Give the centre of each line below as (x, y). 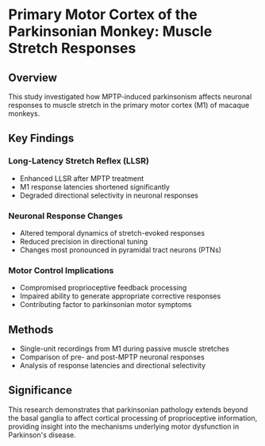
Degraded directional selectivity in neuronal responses (109, 195)
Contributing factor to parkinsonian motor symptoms (106, 305)
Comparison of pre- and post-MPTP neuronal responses (112, 357)
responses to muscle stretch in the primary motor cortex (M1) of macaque (129, 105)
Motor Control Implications (61, 270)
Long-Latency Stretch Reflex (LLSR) (79, 161)
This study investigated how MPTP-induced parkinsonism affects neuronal (130, 96)
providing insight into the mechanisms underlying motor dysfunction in (124, 426)
